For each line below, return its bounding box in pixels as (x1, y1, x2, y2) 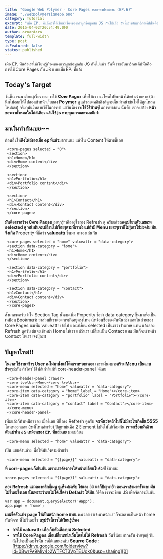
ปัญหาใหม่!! (5, 348, 34, 356)
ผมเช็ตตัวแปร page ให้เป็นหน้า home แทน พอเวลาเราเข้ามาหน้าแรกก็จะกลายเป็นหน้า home (5, 511, 155, 517)
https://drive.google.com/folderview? (14, 543, 88, 549)
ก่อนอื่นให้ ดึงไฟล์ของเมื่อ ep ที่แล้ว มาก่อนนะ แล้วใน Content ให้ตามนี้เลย (5, 137, 123, 143)
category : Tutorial (5, 16, 45, 21)
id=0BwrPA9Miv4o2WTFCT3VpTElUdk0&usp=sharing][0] (12, 548, 128, 554)
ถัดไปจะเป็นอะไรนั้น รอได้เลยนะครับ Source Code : (12, 538, 99, 543)
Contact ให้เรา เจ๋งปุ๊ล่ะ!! (5, 334, 46, 339)
